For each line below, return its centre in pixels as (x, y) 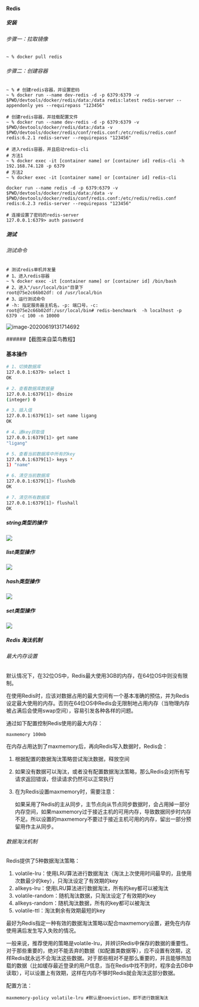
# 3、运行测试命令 (26, 299)
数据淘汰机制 (22, 841)
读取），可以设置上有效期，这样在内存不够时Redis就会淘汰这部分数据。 (92, 973)
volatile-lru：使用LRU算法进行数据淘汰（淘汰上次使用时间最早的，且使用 (103, 873)
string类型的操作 (27, 523)
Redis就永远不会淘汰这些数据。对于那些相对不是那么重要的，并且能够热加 (101, 958)
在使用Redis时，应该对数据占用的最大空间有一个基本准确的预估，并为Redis (98, 696)
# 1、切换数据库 (23, 367)
